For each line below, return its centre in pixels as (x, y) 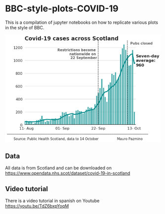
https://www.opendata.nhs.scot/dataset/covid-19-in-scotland (68, 173)
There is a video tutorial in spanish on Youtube (52, 201)
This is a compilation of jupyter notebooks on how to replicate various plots (82, 22)
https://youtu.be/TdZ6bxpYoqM (37, 206)
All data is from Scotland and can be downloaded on (59, 168)
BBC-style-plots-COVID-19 (62, 9)
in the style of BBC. (25, 27)
